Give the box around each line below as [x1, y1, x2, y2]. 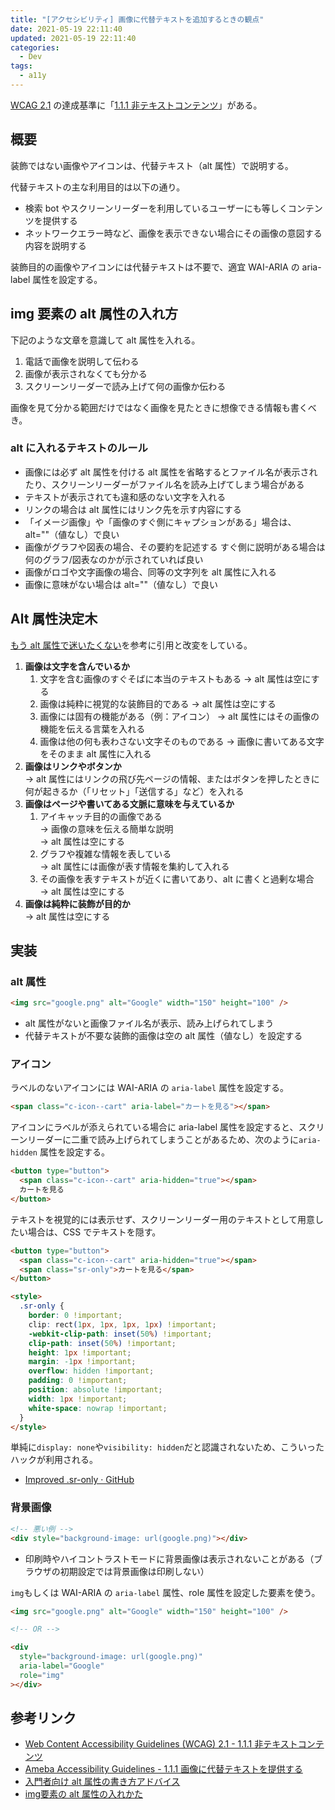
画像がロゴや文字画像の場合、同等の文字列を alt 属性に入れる [24, 566, 277, 578]
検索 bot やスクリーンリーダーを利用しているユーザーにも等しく [24, 202, 288, 214]
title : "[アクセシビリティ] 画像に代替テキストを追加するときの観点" [10, 14, 265, 25]
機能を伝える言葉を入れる [39, 722, 146, 735]
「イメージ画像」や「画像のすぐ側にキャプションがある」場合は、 [24, 516, 297, 528]
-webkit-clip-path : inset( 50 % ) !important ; [28, 1329, 213, 1339]
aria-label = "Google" [19, 1661, 105, 1671]
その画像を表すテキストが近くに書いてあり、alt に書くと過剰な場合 [39, 872, 315, 885]
